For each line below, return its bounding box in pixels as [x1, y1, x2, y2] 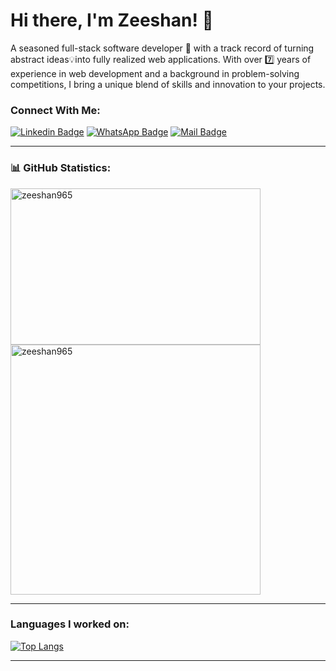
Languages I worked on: [10, 617, 130, 631]
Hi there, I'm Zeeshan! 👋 [10, 9, 214, 32]
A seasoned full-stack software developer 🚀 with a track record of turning [10, 42, 315, 54]
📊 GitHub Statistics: [10, 161, 112, 175]
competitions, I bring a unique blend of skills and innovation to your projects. [10, 78, 326, 90]
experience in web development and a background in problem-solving [10, 67, 300, 79]
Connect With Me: [10, 103, 101, 117]
